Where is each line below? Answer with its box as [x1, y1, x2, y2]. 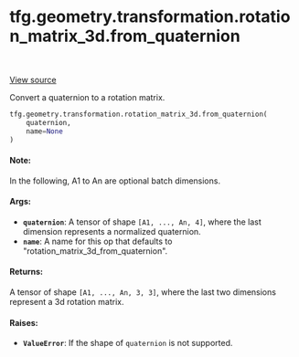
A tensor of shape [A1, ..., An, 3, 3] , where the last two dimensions [9, 287, 277, 298]
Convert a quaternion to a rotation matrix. [9, 91, 166, 102]
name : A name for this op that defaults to [22, 236, 173, 247]
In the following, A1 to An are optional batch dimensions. [9, 175, 221, 186]
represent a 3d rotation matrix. [9, 297, 124, 308]
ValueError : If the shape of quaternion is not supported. [22, 338, 233, 349]
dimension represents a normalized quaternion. [22, 226, 201, 236]
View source [9, 74, 57, 85]
